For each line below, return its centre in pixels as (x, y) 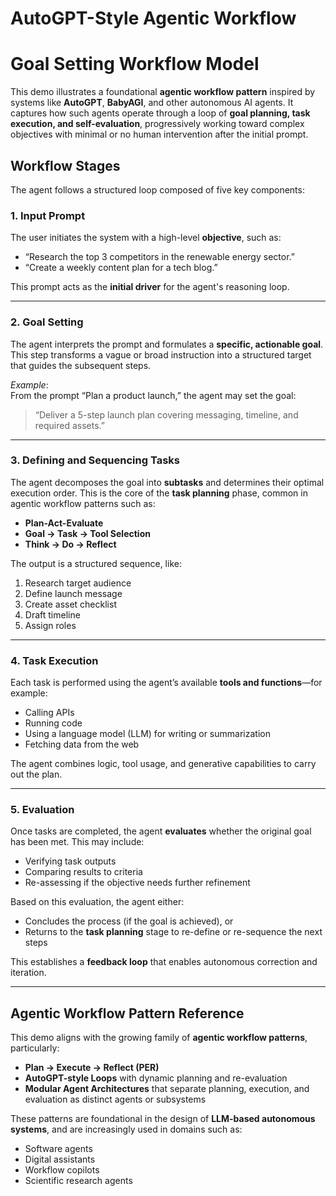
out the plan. (36, 774)
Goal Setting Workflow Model (135, 64)
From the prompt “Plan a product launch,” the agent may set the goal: (153, 395)
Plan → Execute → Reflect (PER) (92, 1068)
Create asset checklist (70, 604)
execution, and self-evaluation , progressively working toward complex (157, 124)
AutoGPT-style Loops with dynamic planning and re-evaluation (156, 1078)
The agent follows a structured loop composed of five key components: (157, 189)
